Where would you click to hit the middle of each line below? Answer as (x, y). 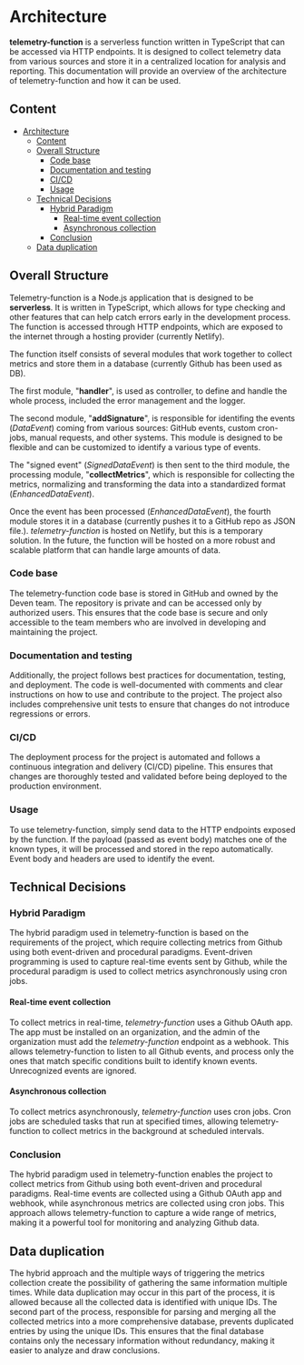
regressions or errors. (50, 714)
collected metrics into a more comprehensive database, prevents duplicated (152, 1321)
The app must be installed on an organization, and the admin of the (135, 1032)
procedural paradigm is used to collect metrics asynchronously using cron (148, 971)
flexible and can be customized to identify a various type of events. (135, 447)
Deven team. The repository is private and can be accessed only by (136, 603)
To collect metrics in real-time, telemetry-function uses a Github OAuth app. (151, 1022)
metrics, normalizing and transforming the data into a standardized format (147, 484)
